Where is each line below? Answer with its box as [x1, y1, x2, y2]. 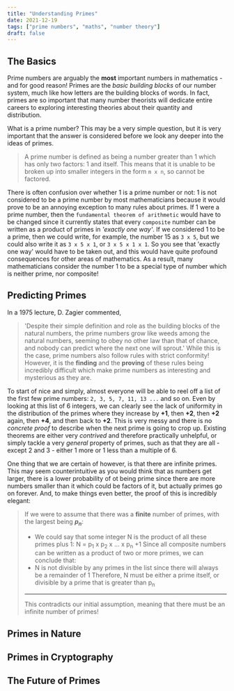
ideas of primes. [7, 139, 54, 148]
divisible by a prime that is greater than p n [34, 578, 155, 589]
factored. [24, 175, 51, 183]
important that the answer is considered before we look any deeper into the [7, 132, 224, 140]
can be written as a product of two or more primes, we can [34, 549, 204, 557]
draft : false [7, 29, 45, 37]
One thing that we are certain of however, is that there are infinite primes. [7, 459, 217, 468]
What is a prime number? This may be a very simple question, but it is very [7, 125, 221, 133]
